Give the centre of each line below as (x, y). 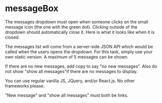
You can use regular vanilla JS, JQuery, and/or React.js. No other (70, 81)
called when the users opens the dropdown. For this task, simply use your (79, 52)
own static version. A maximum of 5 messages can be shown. (67, 57)
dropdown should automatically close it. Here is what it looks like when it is (80, 32)
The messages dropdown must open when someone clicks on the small (77, 22)
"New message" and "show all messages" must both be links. (67, 95)
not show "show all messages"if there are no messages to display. (71, 71)
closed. (12, 37)
